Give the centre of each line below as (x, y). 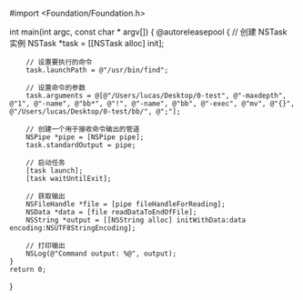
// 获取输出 (45, 196)
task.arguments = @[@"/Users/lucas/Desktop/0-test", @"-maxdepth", (156, 95)
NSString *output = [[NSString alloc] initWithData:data (136, 220)
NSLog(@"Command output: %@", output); (101, 254)
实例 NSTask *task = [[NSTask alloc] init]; (87, 43)
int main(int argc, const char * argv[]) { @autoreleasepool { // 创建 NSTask (148, 32)
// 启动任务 (45, 163)
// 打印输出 (45, 245)
